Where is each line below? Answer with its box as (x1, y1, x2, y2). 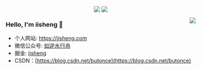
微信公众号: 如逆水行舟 (14, 42, 71, 50)
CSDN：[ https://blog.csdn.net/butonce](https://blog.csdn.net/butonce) (14, 57, 191, 65)
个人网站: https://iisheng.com (14, 35, 87, 42)
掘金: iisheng (14, 50, 46, 57)
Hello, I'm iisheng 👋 (5, 20, 63, 29)
